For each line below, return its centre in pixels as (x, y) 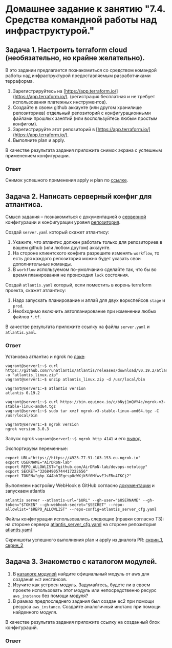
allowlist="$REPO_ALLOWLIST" (36, 510)
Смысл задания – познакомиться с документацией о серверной (76, 217)
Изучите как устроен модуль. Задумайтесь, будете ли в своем (81, 585)
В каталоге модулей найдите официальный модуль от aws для (81, 574)
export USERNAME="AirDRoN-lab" (39, 463)
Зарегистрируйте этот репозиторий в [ (55, 129)
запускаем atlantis (25, 491)
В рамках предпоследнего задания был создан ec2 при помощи (83, 601)
